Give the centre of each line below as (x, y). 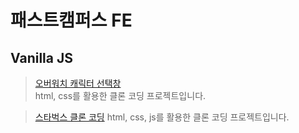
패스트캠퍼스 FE (71, 20)
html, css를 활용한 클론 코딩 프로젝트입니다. (120, 95)
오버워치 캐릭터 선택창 (78, 83)
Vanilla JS (41, 57)
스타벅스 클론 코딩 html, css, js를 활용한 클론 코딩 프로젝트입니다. (162, 117)
